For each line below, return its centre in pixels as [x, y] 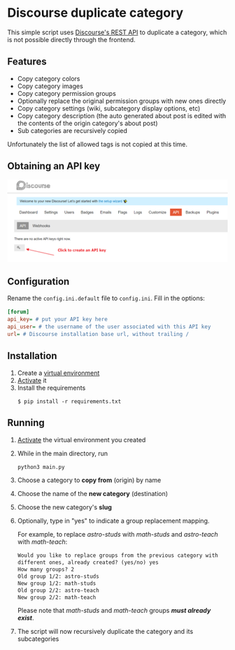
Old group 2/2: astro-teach [58, 590]
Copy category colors [49, 78]
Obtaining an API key [54, 166]
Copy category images [50, 86]
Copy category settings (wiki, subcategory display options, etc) [109, 108]
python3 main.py [41, 467]
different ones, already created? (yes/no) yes [88, 562]
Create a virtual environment [58, 373]
